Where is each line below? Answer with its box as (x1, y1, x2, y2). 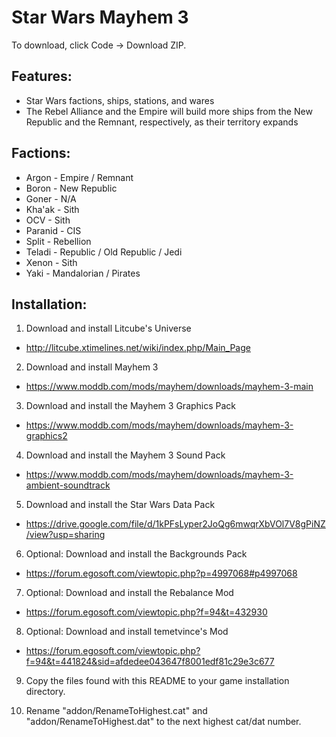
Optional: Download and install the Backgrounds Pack (25, 548, 248, 560)
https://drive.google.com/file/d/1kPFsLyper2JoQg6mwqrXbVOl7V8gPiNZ (25, 518, 326, 530)
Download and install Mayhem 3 (25, 361, 159, 373)
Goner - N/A (25, 192, 77, 205)
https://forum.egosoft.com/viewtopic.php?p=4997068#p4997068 (25, 567, 298, 580)
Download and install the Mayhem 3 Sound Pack (25, 449, 226, 461)
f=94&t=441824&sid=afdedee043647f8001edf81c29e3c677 (25, 656, 275, 668)
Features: (11, 68, 73, 85)
